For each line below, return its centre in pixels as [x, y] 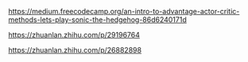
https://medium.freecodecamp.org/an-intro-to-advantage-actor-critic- [124, 11]
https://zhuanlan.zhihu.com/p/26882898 [75, 50]
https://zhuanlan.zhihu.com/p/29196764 [74, 35]
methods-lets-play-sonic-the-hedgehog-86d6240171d [97, 20]
